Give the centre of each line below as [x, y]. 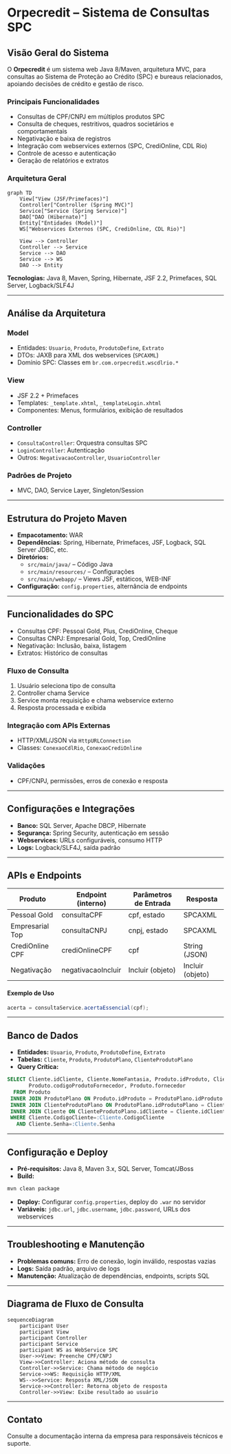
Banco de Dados [43, 1036]
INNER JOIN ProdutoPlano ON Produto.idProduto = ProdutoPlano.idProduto [117, 1099]
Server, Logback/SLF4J [41, 285]
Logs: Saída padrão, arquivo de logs [68, 1268]
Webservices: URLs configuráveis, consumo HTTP [90, 840]
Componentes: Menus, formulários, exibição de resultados [100, 410]
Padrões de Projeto [40, 475]
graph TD [20, 193]
